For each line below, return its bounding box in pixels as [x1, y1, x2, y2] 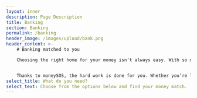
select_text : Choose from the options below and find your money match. [6, 83, 188, 89]
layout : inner [6, 8, 41, 15]
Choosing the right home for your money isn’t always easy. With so [16, 57, 188, 63]
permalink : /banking [6, 30, 57, 36]
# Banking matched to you [16, 47, 80, 52]
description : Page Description [6, 14, 83, 20]
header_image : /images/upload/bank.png [6, 36, 104, 41]
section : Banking [6, 24, 49, 31]
